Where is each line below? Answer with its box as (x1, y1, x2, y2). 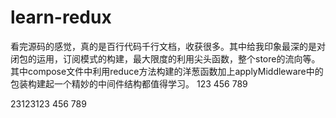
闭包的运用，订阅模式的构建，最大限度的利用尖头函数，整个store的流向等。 (10, 52, 321, 65)
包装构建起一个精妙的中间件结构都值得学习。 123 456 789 (10, 77, 248, 90)
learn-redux (10, 6, 112, 29)
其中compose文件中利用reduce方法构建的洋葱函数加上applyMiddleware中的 (10, 65, 324, 77)
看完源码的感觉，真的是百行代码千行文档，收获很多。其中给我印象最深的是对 (10, 40, 326, 52)
